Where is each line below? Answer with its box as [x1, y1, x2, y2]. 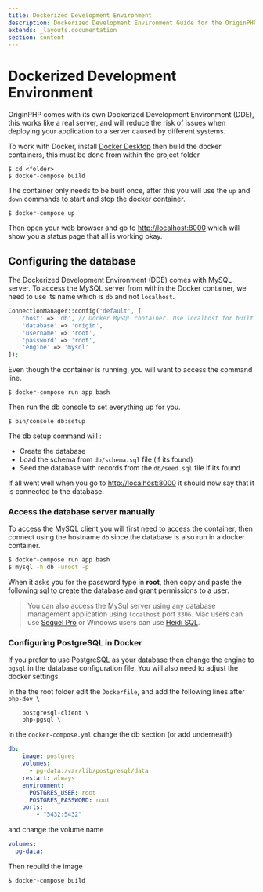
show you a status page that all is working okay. [8, 232, 163, 241]
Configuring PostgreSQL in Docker [8, 638, 142, 649]
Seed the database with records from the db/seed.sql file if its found [19, 463, 241, 473]
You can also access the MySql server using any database [27, 601, 216, 611]
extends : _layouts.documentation [8, 26, 117, 34]
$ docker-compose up [8, 210, 76, 218]
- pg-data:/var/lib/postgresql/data [28, 767, 149, 775]
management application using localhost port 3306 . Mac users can [27, 609, 243, 619]
